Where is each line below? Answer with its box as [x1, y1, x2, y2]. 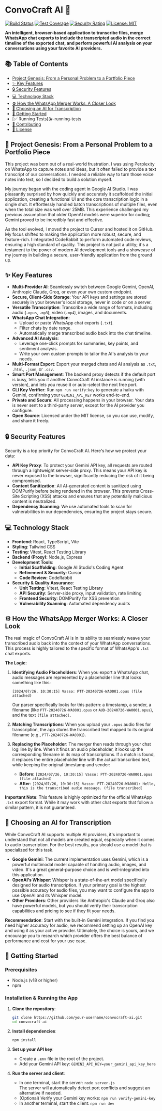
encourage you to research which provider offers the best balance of [5, 933, 143, 938]
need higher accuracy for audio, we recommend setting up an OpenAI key [5, 922, 152, 928]
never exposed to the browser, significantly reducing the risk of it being [12, 473, 155, 479]
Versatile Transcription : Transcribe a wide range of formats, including [12, 305, 153, 310]
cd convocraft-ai [12, 1019, 47, 1025]
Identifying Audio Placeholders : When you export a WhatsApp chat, [12, 669, 149, 675]
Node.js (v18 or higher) [12, 977, 58, 983]
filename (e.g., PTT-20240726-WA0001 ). [12, 732, 86, 738]
